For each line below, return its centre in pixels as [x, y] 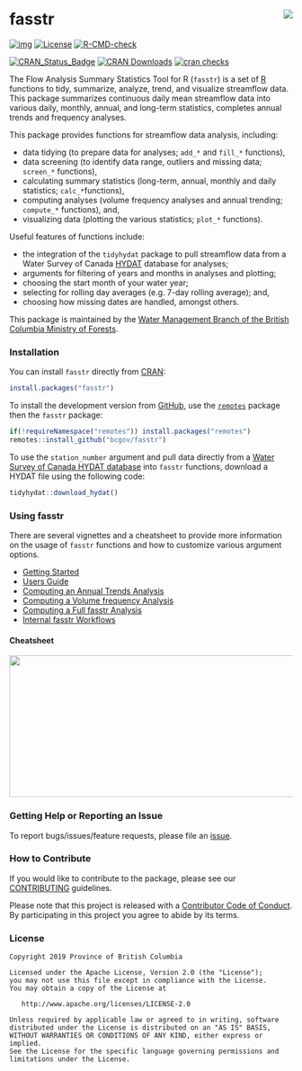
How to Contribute [50, 859]
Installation [35, 352]
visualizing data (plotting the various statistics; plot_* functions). [142, 219]
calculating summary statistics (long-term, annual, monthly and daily [149, 181]
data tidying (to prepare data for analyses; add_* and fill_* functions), [154, 152]
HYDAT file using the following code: [77, 476]
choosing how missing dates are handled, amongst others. [131, 301]
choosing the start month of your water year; [105, 283]
